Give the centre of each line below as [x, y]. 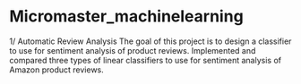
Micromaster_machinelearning [126, 17]
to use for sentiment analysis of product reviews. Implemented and [133, 50]
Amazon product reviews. [57, 70]
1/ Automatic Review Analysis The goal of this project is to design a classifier [150, 41]
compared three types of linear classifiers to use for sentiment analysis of [146, 60]
